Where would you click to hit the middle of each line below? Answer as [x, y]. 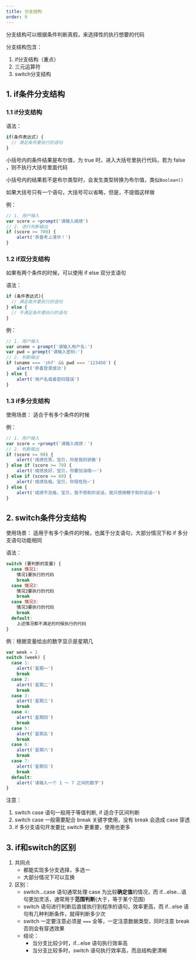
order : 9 [17, 17]
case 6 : [21, 745]
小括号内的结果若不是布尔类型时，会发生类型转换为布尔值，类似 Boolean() [95, 180]
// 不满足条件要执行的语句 [39, 313]
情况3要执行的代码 [35, 607]
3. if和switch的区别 [41, 847]
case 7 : [21, 761]
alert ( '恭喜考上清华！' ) [44, 238]
